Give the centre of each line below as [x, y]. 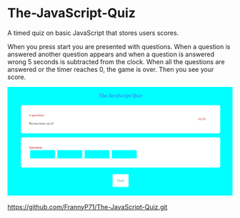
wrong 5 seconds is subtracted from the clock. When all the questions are [116, 61]
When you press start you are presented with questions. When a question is [119, 46]
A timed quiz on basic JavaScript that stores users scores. [93, 33]
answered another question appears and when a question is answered [111, 54]
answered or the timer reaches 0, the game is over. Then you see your [111, 69]
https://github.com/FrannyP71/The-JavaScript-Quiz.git [87, 207]
